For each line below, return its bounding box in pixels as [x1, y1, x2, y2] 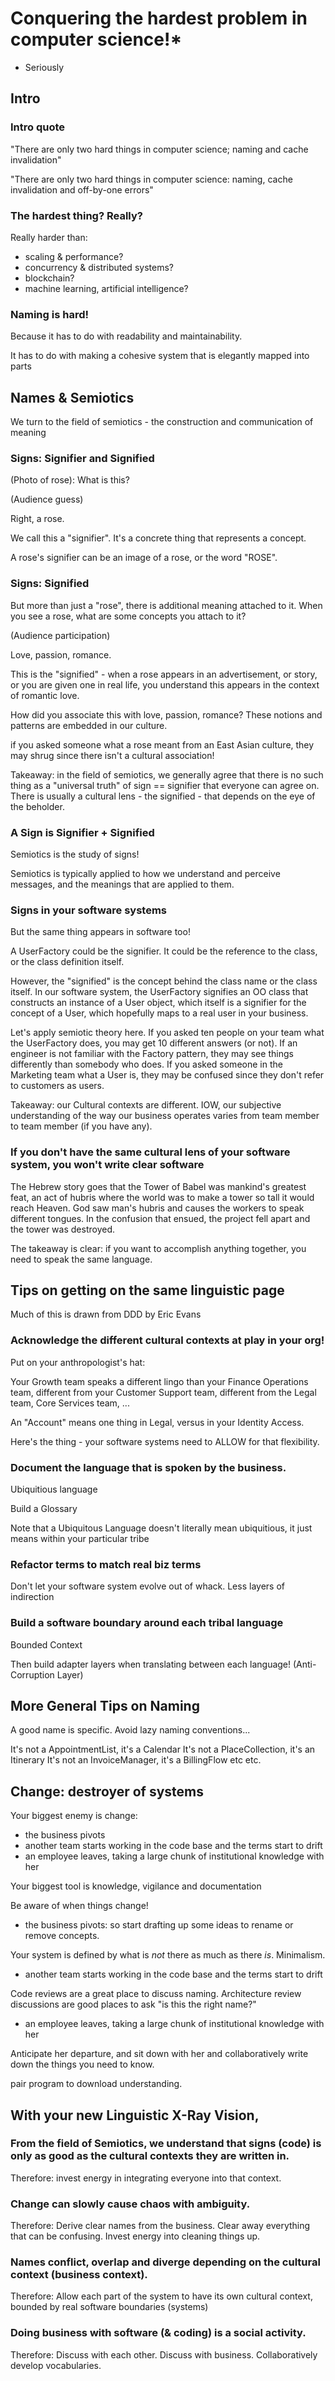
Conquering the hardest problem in [10, 7, 308, 30]
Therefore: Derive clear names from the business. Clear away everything [10, 2220, 311, 2232]
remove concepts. [24, 1930, 100, 1942]
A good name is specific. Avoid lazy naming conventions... [10, 1724, 251, 1736]
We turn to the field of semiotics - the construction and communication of [10, 416, 314, 428]
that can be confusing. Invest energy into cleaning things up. [10, 2230, 261, 2242]
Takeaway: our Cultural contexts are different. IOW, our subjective [10, 1099, 282, 1111]
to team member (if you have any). [10, 1120, 153, 1132]
